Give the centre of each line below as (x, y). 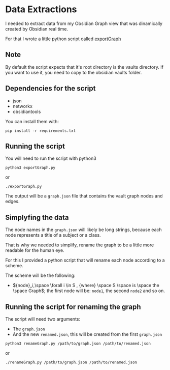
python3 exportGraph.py (30, 168)
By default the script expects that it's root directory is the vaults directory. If (84, 67)
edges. (12, 202)
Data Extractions (41, 9)
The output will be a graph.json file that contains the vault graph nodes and (84, 196)
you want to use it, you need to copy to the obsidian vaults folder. (74, 72)
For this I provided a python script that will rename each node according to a (85, 260)
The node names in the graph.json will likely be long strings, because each (84, 230)
